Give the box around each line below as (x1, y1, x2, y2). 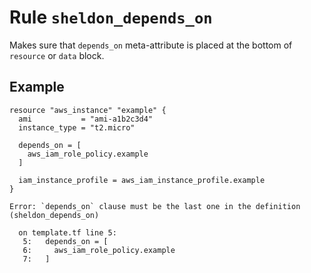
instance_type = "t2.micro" (18, 122, 136, 133)
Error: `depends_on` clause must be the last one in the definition (9, 201, 301, 211)
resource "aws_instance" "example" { (9, 105, 167, 115)
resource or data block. (9, 49, 105, 61)
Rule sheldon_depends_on (9, 6, 213, 29)
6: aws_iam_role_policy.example (22, 245, 176, 255)
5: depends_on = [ (22, 236, 109, 246)
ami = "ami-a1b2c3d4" (18, 114, 154, 124)
